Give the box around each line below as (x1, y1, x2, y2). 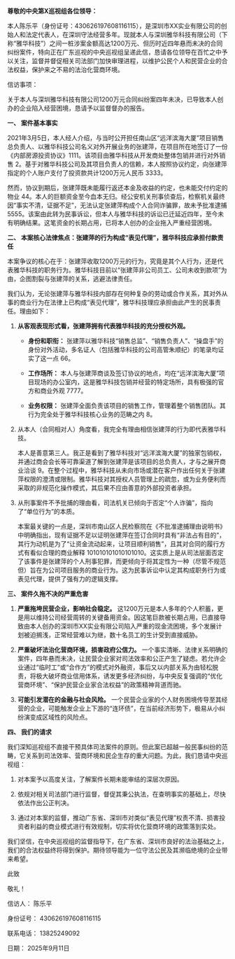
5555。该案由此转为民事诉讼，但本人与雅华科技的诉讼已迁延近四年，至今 (7, 210, 218, 218)
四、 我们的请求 (7, 728, 52, 736)
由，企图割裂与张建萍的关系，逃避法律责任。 (7, 274, 136, 283)
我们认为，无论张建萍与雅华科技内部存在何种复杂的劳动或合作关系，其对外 (7, 290, 222, 297)
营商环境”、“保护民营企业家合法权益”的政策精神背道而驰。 (17, 680, 185, 689)
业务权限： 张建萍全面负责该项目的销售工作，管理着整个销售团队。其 (27, 402, 226, 409)
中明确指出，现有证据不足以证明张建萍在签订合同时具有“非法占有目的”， (17, 531, 226, 539)
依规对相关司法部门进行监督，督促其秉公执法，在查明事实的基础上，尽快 (17, 790, 226, 798)
